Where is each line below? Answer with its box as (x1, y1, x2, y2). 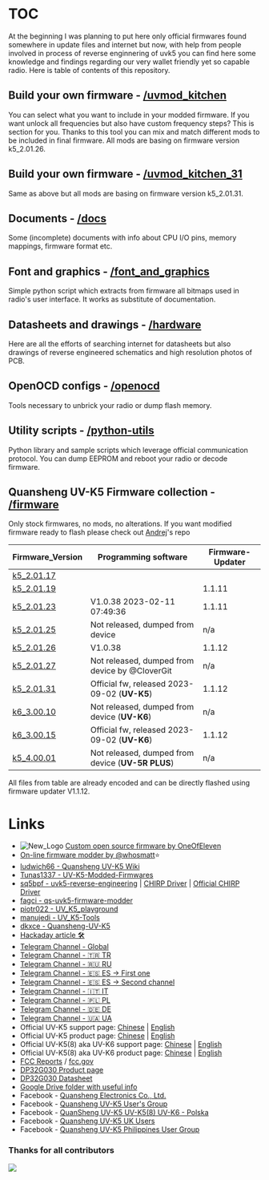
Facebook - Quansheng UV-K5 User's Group (19, 1099, 168, 1109)
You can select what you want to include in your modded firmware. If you (8, 110, 250, 119)
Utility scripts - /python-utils (8, 424, 155, 438)
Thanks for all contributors (8, 1145, 114, 1156)
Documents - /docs (8, 212, 106, 225)
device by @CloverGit (90, 665, 172, 677)
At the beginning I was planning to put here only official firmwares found (8, 31, 247, 41)
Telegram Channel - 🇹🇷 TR (19, 951, 111, 960)
